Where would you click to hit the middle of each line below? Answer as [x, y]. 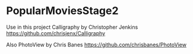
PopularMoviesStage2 [62, 11]
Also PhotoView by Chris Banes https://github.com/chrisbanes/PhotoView [96, 45]
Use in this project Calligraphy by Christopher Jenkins [72, 27]
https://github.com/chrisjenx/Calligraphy [56, 33]
